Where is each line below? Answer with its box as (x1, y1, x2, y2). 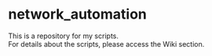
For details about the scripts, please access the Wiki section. (8, 39, 205, 48)
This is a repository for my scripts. (8, 31, 119, 40)
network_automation (8, 5, 148, 23)
